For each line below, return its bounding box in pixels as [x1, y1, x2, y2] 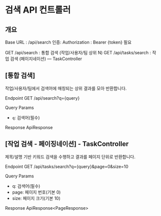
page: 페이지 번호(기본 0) [12, 189, 61, 195]
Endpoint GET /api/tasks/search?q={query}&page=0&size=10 [5, 163, 128, 169]
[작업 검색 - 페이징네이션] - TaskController [5, 140, 129, 148]
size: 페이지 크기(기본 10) [12, 195, 61, 201]
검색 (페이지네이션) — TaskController [10, 56, 82, 62]
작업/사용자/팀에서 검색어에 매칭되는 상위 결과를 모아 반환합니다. [5, 85, 127, 91]
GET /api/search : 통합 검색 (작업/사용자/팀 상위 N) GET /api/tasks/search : [5, 50, 151, 55]
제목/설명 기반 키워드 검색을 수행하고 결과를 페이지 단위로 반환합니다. [5, 153, 136, 159]
